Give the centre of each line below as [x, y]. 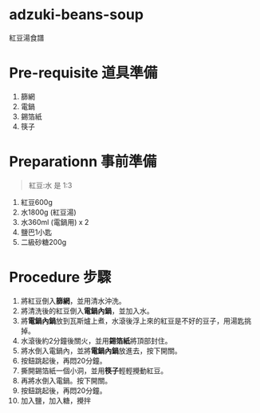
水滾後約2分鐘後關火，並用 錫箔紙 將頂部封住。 [96, 340]
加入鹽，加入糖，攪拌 [55, 400]
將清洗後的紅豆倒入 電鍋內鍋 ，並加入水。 [87, 311]
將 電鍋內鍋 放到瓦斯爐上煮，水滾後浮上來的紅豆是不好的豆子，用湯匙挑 [136, 321]
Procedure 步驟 [60, 277]
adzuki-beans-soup [77, 15]
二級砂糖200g [43, 242]
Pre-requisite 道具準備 [83, 73]
